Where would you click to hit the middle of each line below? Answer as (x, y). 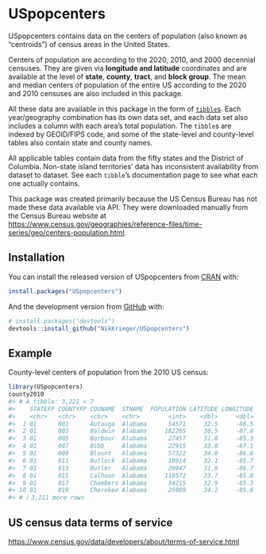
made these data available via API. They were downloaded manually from (128, 207)
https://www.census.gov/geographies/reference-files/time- (105, 224)
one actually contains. (44, 183)
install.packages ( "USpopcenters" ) (66, 291)
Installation (37, 258)
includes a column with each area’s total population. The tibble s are (120, 126)
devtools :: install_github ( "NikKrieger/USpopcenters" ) (99, 328)
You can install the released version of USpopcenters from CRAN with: (123, 277)
